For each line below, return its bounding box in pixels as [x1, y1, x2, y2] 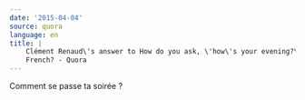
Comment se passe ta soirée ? [9, 81, 123, 91]
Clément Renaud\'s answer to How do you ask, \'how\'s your [25, 47, 258, 56]
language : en [9, 30, 59, 39]
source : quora [9, 22, 64, 31]
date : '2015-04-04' [9, 13, 84, 23]
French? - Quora [25, 55, 88, 65]
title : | [9, 38, 43, 48]
